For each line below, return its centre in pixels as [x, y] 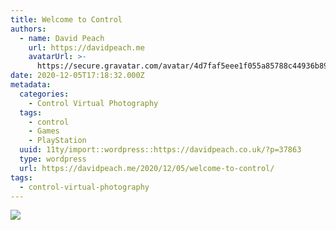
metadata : [31, 85]
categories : [44, 94]
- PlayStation [57, 141]
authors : [28, 29]
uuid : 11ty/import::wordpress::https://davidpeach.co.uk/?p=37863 [160, 150]
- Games [44, 131]
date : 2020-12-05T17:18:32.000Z [77, 76]
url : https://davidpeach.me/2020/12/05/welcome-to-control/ [147, 168]
